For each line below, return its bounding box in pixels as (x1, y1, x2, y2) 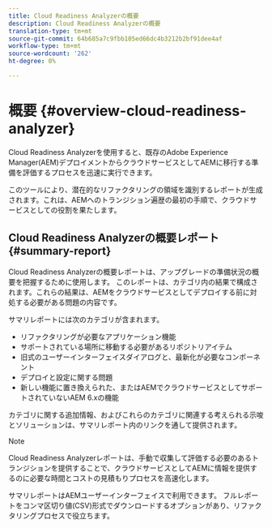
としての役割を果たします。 (29, 204, 121, 215)
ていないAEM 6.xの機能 (41, 393, 119, 402)
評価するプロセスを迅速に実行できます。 (22, 167, 157, 177)
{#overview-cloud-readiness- (40, 102, 247, 120)
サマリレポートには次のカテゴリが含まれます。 (8, 314, 164, 324)
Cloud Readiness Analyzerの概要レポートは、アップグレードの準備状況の (8, 267, 253, 277)
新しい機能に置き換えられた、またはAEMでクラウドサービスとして (19, 382, 242, 392)
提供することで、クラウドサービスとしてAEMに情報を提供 (57, 463, 251, 473)
